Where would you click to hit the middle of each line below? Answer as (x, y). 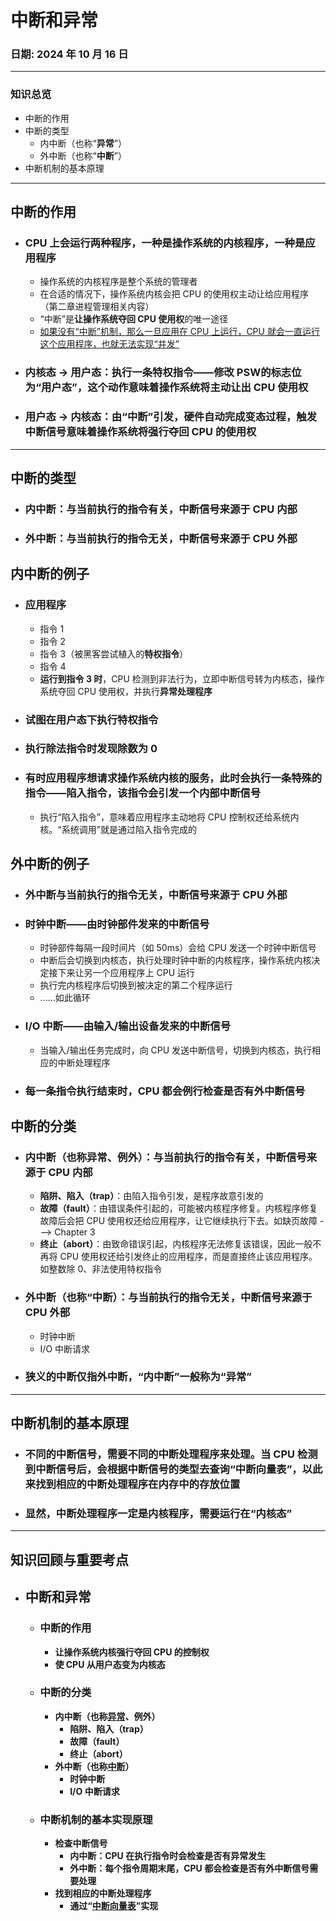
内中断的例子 (50, 574)
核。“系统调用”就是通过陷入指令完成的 (118, 829)
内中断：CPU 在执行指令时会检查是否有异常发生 (168, 1856)
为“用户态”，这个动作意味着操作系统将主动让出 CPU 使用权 (166, 388)
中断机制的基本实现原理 (96, 1819)
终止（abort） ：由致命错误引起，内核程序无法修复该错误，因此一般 (176, 1244)
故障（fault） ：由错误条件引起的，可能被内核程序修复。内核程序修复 (178, 1208)
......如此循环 (65, 998)
